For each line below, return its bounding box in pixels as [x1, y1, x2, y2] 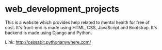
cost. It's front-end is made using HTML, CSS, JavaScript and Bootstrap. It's [5, 24, 158, 30]
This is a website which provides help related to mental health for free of [5, 19, 150, 25]
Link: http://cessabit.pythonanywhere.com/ [5, 39, 91, 45]
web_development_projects [5, 3, 120, 15]
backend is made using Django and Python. [5, 30, 92, 35]
